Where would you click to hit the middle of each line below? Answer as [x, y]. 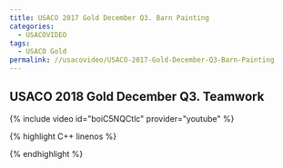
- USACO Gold [42, 52]
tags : [20, 43]
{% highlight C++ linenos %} [63, 136]
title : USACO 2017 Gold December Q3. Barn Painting [109, 18]
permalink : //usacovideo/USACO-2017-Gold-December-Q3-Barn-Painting [142, 60]
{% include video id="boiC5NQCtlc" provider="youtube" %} [122, 118]
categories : [32, 26]
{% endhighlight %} [46, 153]
